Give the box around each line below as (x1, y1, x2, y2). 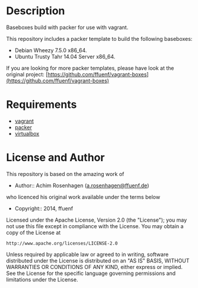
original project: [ (6, 71, 48, 78)
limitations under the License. (6, 276, 78, 283)
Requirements (6, 98, 77, 111)
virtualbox (14, 130, 40, 137)
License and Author (6, 151, 105, 164)
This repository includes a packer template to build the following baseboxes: (6, 35, 193, 42)
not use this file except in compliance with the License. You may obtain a (6, 222, 184, 229)
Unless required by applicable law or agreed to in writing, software (6, 251, 169, 258)
